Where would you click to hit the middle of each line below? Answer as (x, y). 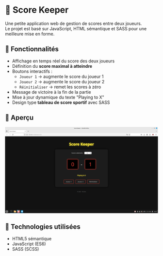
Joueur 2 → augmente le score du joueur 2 (62, 81)
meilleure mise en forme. (30, 34)
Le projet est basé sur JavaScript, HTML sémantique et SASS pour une (76, 28)
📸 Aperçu (19, 118)
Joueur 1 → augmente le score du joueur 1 (61, 76)
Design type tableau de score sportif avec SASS (61, 102)
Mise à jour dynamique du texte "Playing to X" (58, 97)
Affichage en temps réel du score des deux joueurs (63, 61)
